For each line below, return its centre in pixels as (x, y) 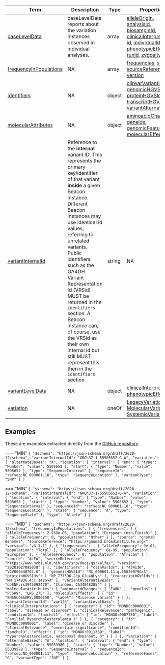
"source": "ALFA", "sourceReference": (45, 559)
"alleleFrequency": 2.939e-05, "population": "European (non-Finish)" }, (82, 533)
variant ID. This (85, 155)
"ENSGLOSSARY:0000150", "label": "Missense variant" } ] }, (68, 598)
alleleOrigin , (141, 18)
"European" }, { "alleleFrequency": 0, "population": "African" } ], (78, 554)
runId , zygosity (144, 55)
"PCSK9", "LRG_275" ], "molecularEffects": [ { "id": (61, 593)
